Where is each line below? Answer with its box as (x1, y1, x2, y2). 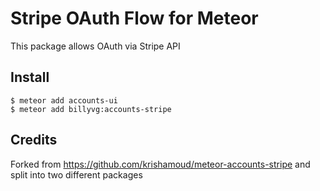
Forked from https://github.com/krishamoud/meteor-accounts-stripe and (10, 158, 311, 170)
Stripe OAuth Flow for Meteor (10, 7, 259, 30)
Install (10, 69, 50, 86)
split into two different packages (10, 168, 143, 181)
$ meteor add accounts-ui (10, 95, 118, 106)
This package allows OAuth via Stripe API (10, 40, 181, 52)
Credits (10, 132, 58, 149)
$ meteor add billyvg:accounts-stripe (10, 104, 172, 114)
